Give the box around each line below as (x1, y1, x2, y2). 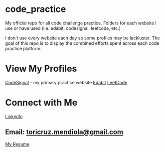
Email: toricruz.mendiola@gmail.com (5, 128, 124, 137)
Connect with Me (5, 97, 78, 108)
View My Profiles (5, 63, 77, 74)
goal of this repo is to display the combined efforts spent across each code (5, 40, 160, 46)
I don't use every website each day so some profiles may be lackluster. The (5, 35, 161, 41)
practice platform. (5, 45, 42, 51)
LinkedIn (5, 113, 23, 119)
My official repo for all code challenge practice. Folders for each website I (5, 20, 157, 26)
